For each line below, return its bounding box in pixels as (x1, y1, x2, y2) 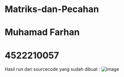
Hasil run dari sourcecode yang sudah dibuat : (5, 66, 100, 72)
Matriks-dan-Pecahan (5, 4, 99, 15)
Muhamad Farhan (5, 27, 80, 38)
